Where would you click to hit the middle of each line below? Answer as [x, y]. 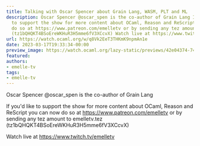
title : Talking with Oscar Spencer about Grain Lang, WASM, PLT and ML [97, 12]
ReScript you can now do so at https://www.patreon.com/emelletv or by [94, 113]
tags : [13, 72]
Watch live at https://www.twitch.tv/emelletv [60, 137]
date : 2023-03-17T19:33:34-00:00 [48, 45]
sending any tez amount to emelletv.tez [54, 119]
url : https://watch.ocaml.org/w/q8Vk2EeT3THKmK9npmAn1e [77, 39]
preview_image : [25, 50]
